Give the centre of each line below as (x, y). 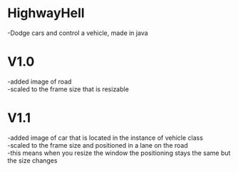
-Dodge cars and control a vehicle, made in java (78, 33)
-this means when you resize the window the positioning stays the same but (119, 153)
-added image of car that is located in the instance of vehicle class (105, 138)
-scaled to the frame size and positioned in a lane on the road (98, 145)
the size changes (32, 160)
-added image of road (40, 81)
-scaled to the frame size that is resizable (68, 89)
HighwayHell (46, 13)
